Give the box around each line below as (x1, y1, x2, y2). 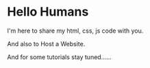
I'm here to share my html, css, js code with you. (7, 27, 144, 35)
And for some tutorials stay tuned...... (7, 52, 112, 61)
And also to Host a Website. (7, 39, 86, 48)
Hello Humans (7, 4, 89, 20)
